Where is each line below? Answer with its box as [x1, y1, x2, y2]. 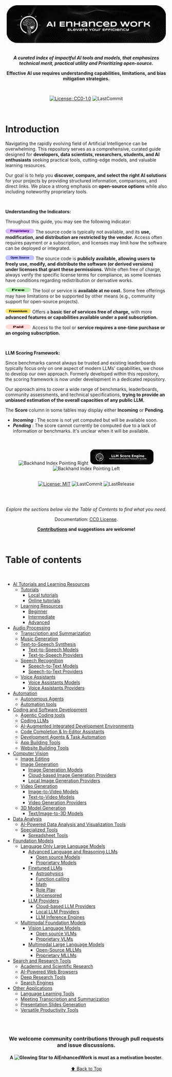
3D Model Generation [20, 805, 66, 811]
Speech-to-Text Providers [28, 669, 83, 675]
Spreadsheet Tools [28, 832, 68, 839]
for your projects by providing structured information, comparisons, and [5, 177, 158, 183]
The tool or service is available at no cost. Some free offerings [32, 287, 165, 293]
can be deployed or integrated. [5, 245, 71, 251]
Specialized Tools [20, 827, 58, 833]
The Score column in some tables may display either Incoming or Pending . [5, 407, 164, 413]
